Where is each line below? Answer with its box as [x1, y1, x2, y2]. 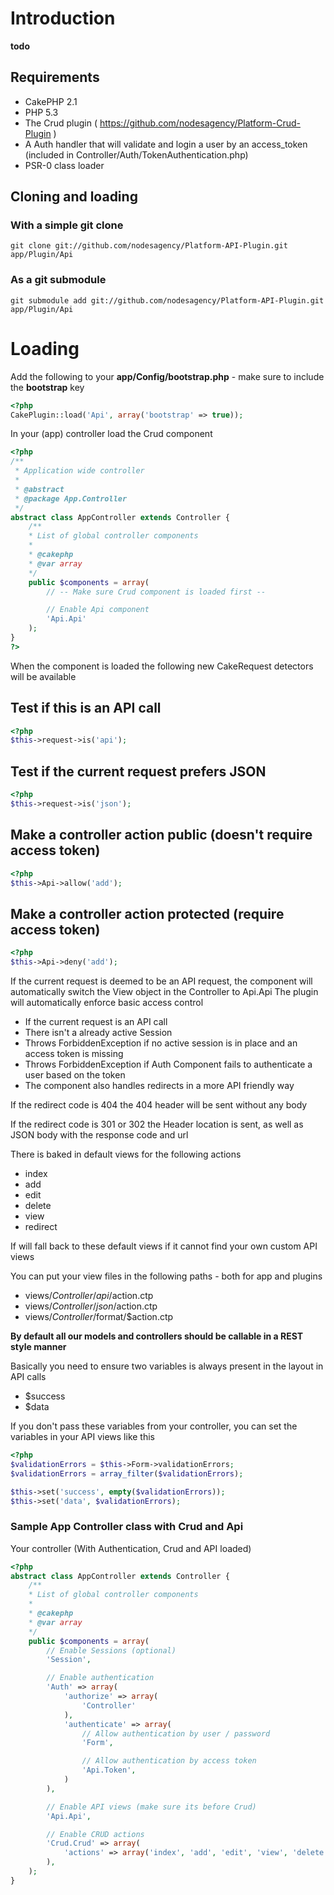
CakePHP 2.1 [24, 95, 78, 107]
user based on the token [24, 1069, 126, 1081]
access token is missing [24, 1048, 124, 1060]
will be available [10, 670, 77, 682]
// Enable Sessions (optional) [46, 1645, 177, 1656]
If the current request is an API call [24, 1016, 168, 1028]
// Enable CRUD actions [46, 1829, 145, 1839]
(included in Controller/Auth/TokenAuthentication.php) [24, 148, 249, 161]
